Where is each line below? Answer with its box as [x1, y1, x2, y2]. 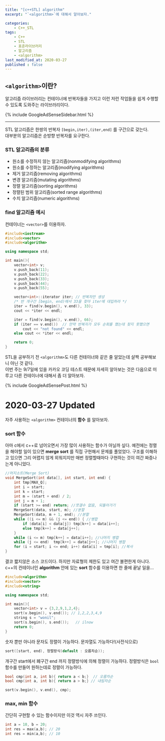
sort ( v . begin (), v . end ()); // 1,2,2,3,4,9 [14, 611, 102, 616]
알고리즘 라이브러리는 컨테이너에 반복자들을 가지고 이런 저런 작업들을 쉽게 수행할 [5, 96, 159, 102]
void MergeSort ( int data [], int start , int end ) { [5, 475, 111, 481]
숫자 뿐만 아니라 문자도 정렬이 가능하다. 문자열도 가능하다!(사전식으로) [5, 638, 138, 645]
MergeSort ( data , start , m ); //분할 [14, 507, 85, 513]
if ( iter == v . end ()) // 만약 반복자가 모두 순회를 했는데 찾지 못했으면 [14, 322, 150, 327]
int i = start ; [14, 485, 45, 490]
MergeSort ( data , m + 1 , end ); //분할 [14, 512, 89, 517]
